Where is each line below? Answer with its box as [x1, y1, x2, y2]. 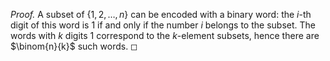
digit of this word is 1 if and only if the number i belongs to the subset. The [10, 19, 316, 31]
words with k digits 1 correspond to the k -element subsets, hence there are [10, 30, 320, 41]
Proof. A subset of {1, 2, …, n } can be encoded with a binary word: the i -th [10, 9, 312, 20]
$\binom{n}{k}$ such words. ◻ [10, 40, 138, 52]
